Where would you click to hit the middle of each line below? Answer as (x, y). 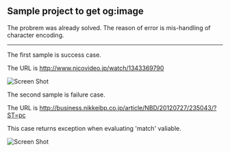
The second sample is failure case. (56, 94)
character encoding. (36, 35)
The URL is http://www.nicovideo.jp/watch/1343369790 (86, 68)
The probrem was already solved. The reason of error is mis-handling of (109, 27)
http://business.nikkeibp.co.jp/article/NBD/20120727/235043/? (128, 107)
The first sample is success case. (54, 55)
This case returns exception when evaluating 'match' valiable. (94, 128)
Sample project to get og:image (75, 11)
